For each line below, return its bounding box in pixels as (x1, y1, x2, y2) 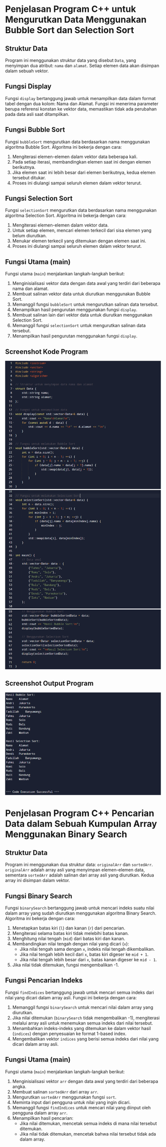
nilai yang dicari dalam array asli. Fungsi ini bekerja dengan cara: (5, 994, 137, 1000)
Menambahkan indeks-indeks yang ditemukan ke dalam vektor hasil (12, 1025, 151, 1031)
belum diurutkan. (12, 233, 47, 239)
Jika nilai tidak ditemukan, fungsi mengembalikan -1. (12, 962, 119, 968)
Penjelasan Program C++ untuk (5, 3, 136, 15)
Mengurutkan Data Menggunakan (5, 14, 147, 25)
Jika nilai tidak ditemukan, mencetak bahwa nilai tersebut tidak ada (19, 1131, 157, 1137)
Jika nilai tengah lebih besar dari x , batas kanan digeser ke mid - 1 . (19, 957, 157, 963)
